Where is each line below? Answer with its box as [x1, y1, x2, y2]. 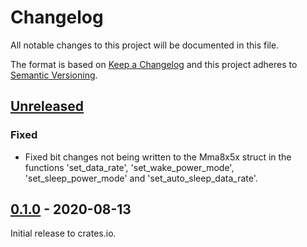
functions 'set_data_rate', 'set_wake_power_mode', [24, 161, 235, 173]
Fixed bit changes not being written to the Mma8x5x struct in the [24, 151, 292, 163]
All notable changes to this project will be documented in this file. [10, 39, 280, 51]
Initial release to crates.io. [10, 227, 117, 240]
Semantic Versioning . [10, 69, 98, 81]
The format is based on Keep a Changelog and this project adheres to [10, 58, 298, 70]
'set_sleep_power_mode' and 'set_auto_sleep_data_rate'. [24, 172, 258, 184]
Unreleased [10, 98, 85, 115]
